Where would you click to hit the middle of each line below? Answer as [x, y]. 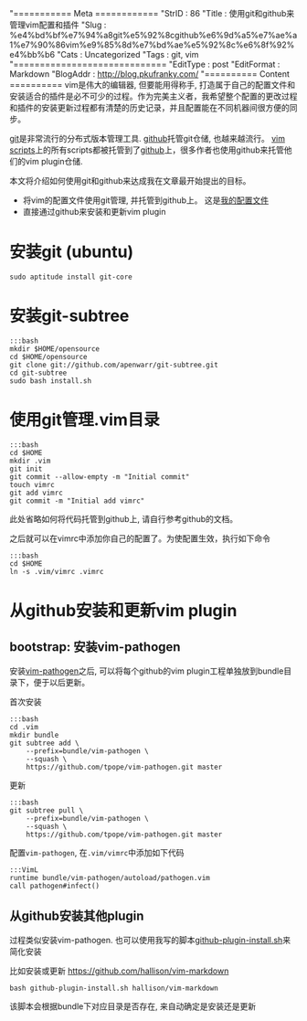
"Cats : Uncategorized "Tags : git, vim [128, 54]
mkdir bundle [34, 735]
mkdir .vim [30, 461]
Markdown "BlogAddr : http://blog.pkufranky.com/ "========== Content [150, 74]
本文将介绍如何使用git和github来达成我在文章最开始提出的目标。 [130, 181]
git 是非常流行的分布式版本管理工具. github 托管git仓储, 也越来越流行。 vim [148, 138]
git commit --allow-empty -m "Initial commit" [100, 477]
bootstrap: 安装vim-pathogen [95, 647]
